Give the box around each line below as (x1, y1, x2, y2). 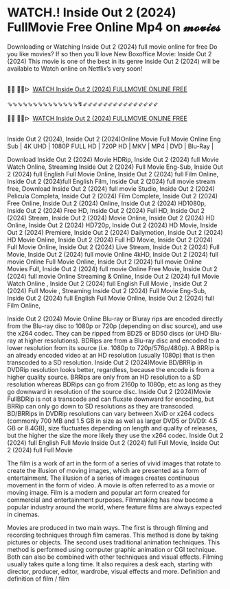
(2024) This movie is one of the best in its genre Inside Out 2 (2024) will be (7, 57, 220, 65)
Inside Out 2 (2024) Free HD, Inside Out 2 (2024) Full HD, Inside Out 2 (7, 206, 205, 214)
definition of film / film (7, 575, 70, 583)
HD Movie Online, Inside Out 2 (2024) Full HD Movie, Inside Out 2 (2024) (7, 235, 213, 244)
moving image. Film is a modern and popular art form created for (7, 488, 190, 496)
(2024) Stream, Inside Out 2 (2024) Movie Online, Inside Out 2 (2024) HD (7, 213, 215, 222)
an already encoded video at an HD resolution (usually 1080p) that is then (7, 351, 215, 359)
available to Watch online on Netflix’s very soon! (7, 64, 143, 73)
